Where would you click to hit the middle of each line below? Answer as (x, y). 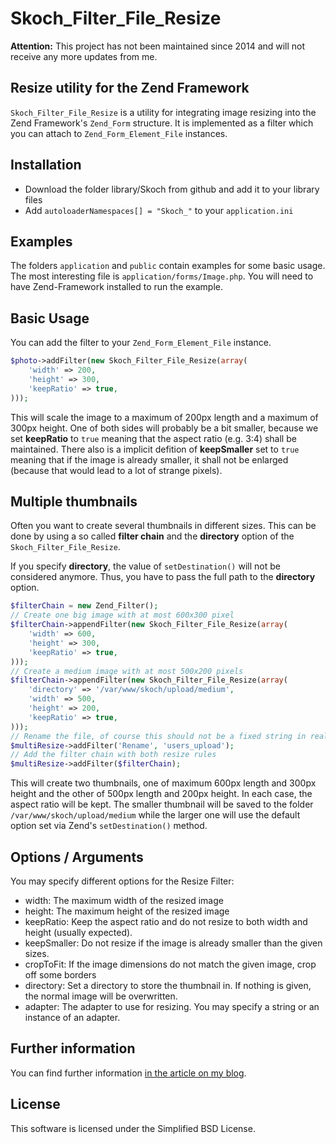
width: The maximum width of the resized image (124, 900)
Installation (46, 165)
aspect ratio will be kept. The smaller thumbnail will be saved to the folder (162, 804)
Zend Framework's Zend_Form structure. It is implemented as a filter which (162, 123)
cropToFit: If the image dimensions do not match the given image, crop (170, 964)
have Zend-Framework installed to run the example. (117, 287)
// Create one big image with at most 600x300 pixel (122, 615)
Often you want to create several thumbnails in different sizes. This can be (163, 526)
